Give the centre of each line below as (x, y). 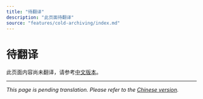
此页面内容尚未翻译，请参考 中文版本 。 (54, 72)
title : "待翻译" (25, 12)
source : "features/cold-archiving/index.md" (63, 23)
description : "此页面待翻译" (40, 17)
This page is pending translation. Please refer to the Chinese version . (92, 90)
